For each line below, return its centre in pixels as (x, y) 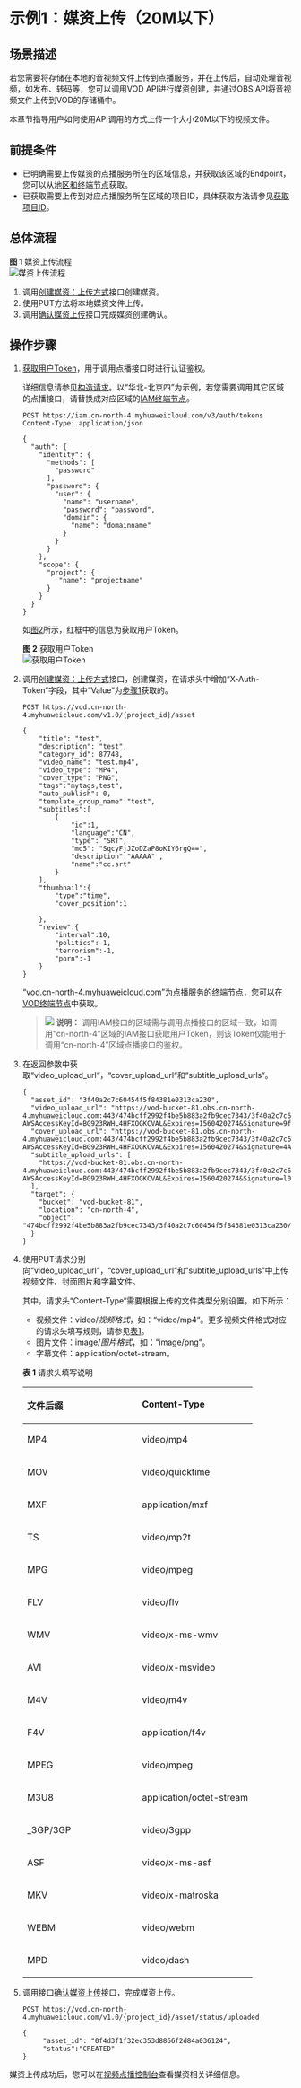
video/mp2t (166, 1538)
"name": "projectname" (101, 581)
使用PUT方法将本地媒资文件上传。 (86, 303)
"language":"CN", (103, 833)
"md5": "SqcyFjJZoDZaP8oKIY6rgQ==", (139, 849)
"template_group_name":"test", (97, 802)
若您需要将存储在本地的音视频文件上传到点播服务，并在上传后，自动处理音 (146, 78)
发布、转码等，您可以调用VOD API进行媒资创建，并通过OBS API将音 (158, 89)
